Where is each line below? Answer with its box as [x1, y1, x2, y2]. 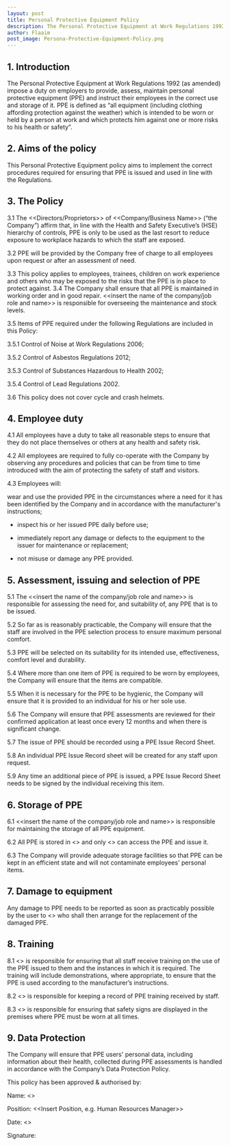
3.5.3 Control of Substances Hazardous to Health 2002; [7, 366, 164, 375]
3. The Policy [7, 196, 64, 207]
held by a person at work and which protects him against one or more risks [7, 115, 218, 124]
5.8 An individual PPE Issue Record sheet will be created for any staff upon [7, 751, 218, 760]
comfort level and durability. [7, 656, 86, 664]
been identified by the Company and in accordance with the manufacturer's [7, 500, 221, 508]
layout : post [7, 10, 44, 17]
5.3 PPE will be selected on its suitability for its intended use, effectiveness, [7, 648, 220, 657]
